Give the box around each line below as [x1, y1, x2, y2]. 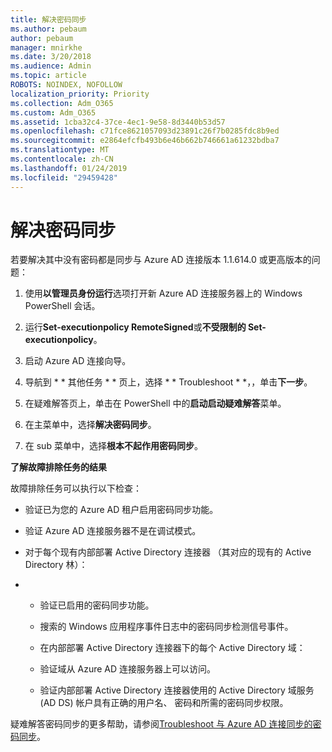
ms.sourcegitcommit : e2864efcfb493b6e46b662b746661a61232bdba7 [10, 136, 280, 146]
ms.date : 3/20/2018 [10, 52, 92, 62]
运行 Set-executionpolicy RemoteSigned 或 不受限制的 [24, 321, 247, 333]
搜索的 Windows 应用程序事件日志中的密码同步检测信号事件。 [39, 621, 294, 633]
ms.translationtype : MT [10, 145, 110, 155]
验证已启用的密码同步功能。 [39, 599, 155, 611]
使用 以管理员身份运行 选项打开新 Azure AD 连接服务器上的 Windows [24, 287, 303, 300]
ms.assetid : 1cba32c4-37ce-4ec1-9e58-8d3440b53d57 [10, 117, 226, 127]
